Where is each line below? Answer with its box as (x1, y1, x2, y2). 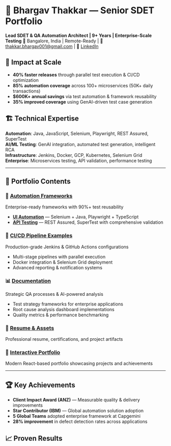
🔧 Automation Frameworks (5, 192, 73, 199)
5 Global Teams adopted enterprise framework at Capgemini (12, 413, 141, 419)
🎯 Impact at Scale (5, 58, 62, 67)
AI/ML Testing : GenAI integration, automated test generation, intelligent (5, 141, 156, 147)
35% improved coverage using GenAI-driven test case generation (12, 99, 153, 105)
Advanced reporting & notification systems (12, 264, 103, 270)
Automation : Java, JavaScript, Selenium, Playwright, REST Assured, (5, 130, 149, 136)
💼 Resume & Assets (5, 324, 54, 332)
